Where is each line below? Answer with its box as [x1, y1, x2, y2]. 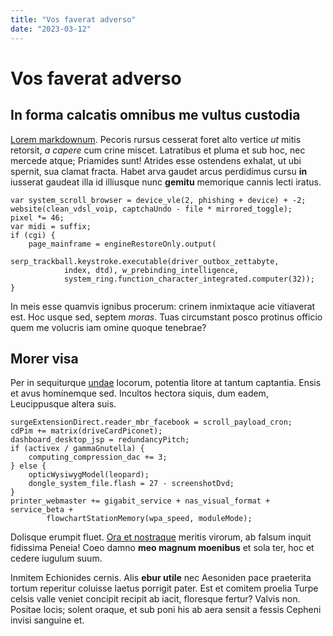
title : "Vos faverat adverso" [10, 14, 137, 25]
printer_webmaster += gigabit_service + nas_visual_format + [10, 496, 271, 506]
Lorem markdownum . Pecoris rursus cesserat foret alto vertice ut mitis [10, 133, 302, 145]
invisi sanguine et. [10, 614, 85, 626]
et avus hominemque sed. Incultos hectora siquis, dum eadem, [10, 387, 269, 400]
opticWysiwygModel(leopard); [28, 470, 150, 480]
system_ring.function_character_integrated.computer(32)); [63, 274, 315, 284]
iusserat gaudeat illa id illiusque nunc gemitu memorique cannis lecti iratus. [10, 176, 322, 188]
